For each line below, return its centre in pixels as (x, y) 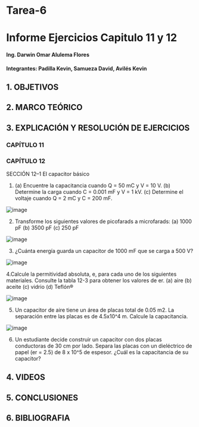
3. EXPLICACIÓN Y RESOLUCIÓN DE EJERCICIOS (98, 128)
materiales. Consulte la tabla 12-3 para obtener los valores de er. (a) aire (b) (99, 280)
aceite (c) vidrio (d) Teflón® (40, 286)
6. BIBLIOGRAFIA (38, 418)
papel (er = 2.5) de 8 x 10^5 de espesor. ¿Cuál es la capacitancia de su (102, 352)
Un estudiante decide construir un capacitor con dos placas (88, 339)
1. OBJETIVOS (32, 87)
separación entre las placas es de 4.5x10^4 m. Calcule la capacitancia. (101, 316)
